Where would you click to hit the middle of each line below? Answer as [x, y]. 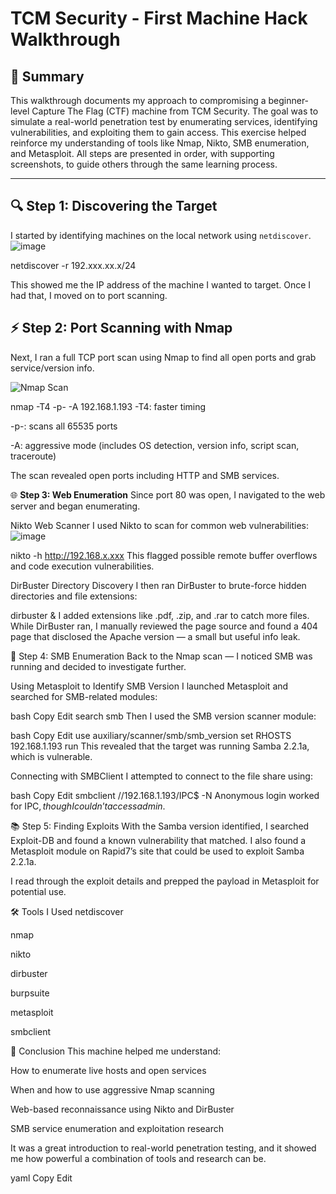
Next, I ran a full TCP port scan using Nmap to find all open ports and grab [163, 357]
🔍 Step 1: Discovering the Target [114, 206]
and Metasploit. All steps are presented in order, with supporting [142, 153]
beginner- [289, 100]
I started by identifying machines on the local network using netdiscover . [161, 235]
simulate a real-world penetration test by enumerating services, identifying [164, 121]
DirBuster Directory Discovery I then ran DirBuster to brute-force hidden [158, 585]
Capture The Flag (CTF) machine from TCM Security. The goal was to [175, 111]
